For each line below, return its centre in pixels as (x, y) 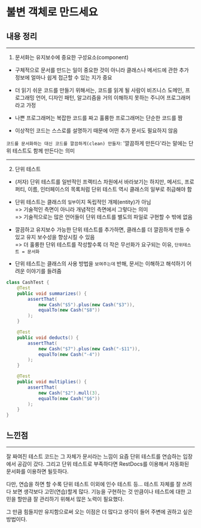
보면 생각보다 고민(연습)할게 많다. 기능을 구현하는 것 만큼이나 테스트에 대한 (99, 492)
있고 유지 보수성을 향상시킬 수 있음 (55, 237)
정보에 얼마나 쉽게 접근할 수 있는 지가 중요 (63, 77)
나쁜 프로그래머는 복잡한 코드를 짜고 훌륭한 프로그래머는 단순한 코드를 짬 (99, 118)
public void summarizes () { (52, 294)
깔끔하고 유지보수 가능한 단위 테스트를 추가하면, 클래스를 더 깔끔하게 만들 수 (103, 230)
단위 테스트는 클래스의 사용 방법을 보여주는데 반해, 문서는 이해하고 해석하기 (100, 263)
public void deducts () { (48, 338)
